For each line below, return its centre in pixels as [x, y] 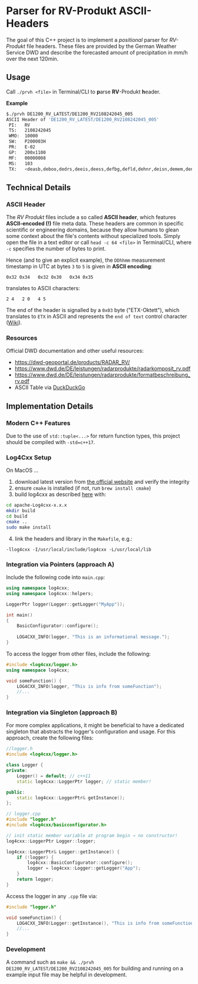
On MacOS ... [22, 470]
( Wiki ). [14, 323]
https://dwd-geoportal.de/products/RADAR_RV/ [72, 362]
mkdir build [21, 511]
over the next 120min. [32, 59]
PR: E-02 [22, 147]
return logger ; [35, 880]
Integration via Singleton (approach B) [62, 713]
